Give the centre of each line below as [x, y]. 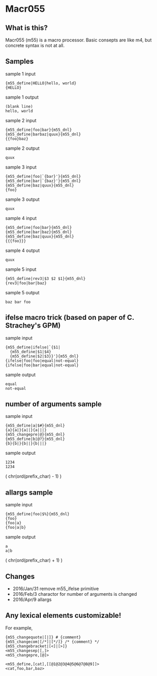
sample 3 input [21, 167]
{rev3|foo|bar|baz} [26, 283]
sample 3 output [23, 199]
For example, [19, 628]
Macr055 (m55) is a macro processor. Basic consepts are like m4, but [78, 40]
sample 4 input [21, 218]
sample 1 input [20, 74]
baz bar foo [18, 302]
